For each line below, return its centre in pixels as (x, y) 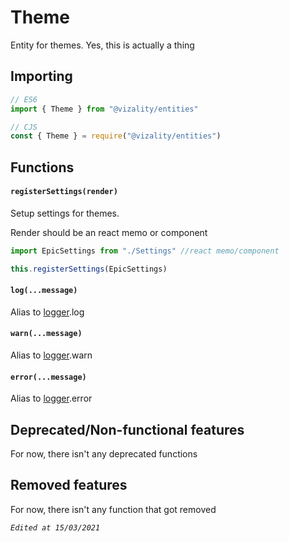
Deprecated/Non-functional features (127, 429)
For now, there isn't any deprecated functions (104, 454)
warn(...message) (46, 334)
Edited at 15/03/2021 (55, 527)
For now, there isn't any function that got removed (113, 509)
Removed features (69, 485)
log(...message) (44, 291)
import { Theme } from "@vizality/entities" (104, 109)
